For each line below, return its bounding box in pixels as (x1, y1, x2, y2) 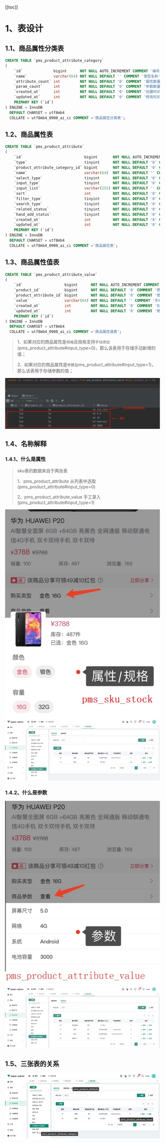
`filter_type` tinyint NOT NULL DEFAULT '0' (14, 196, 157, 201)
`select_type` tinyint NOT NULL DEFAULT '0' (14, 175, 157, 181)
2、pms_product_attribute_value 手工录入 (17, 494, 101, 500)
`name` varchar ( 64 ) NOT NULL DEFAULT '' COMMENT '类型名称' (14, 74, 161, 78)
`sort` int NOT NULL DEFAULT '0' (14, 191, 157, 196)
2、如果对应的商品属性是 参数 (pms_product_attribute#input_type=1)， (17, 362, 156, 368)
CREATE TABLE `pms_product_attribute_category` (5, 58, 105, 63)
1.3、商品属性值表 (5, 258, 60, 267)
